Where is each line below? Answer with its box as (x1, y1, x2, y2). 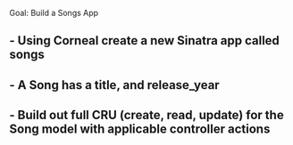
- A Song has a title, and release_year (9, 77, 221, 93)
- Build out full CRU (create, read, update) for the (9, 108, 284, 123)
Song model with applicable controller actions (9, 122, 271, 137)
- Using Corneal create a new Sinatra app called (9, 33, 280, 48)
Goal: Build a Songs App (9, 8, 99, 18)
